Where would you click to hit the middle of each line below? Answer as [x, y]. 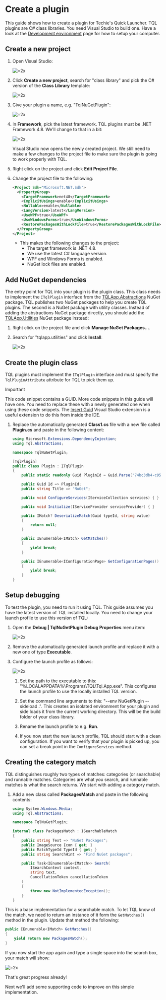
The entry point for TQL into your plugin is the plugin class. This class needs [83, 292]
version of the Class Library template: [51, 85]
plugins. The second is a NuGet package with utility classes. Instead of [78, 308]
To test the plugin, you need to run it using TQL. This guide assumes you [79, 607]
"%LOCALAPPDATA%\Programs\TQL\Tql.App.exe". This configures [88, 686]
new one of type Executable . [42, 652]
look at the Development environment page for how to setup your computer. [83, 33]
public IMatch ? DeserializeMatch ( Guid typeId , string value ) [86, 516]
